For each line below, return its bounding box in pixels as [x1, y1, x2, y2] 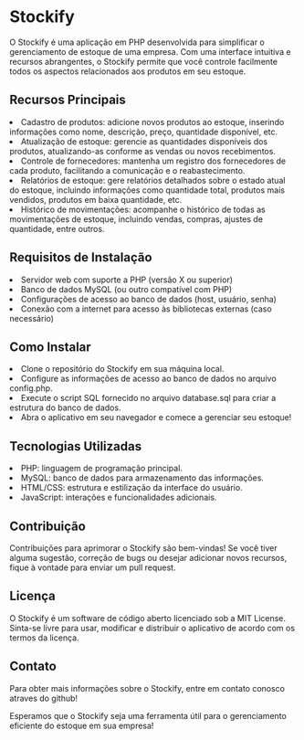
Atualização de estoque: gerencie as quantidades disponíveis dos [21, 135, 268, 147]
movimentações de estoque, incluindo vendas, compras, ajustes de [9, 213, 263, 225]
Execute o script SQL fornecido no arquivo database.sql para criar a [21, 393, 277, 404]
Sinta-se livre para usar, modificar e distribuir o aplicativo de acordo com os [9, 622, 295, 633]
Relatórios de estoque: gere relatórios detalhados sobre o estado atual [21, 174, 286, 185]
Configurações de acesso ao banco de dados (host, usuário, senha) [21, 293, 277, 304]
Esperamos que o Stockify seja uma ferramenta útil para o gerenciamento [9, 710, 288, 721]
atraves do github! [9, 692, 79, 703]
